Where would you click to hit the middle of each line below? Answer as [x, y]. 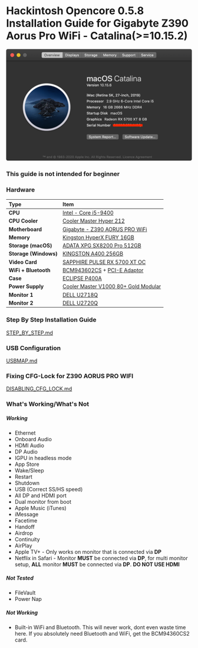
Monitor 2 [21, 303]
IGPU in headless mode [43, 458]
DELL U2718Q [80, 295]
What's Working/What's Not [48, 404]
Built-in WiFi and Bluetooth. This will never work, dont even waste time [100, 627]
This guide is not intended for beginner [63, 174]
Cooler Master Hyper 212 [94, 221]
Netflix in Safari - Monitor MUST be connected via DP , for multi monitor [101, 558]
